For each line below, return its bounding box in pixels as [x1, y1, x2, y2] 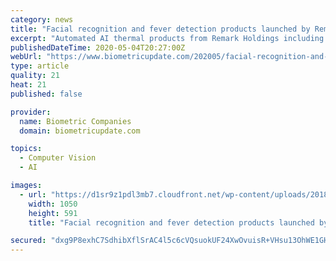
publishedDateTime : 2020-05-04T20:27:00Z [10, 42, 186, 53]
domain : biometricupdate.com [19, 126, 141, 136]
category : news [10, 14, 74, 25]
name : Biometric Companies [19, 116, 132, 126]
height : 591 [28, 208, 78, 218]
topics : [10, 144, 43, 154]
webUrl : [10, 52, 43, 62]
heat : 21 [10, 80, 47, 90]
